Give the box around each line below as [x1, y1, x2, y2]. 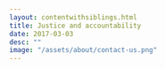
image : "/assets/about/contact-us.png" [9, 46, 158, 55]
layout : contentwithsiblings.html [9, 12, 138, 22]
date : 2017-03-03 [9, 29, 74, 38]
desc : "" [9, 37, 42, 47]
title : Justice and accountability [9, 21, 142, 30]
